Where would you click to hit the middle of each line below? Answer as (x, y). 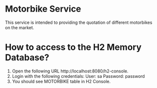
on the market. (20, 27)
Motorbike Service (43, 9)
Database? (27, 58)
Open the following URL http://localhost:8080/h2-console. (70, 71)
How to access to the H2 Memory (73, 47)
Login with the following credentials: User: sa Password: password (78, 76)
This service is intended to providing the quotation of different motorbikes (79, 22)
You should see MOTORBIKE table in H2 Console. (61, 81)
